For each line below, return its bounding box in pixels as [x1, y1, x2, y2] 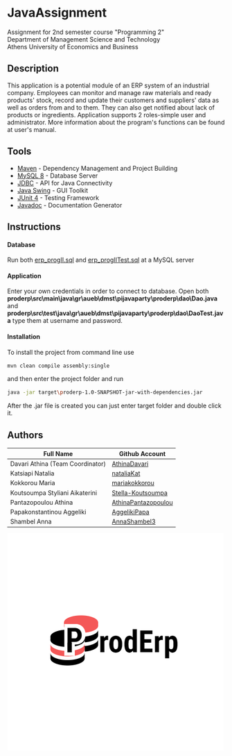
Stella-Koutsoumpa [111, 488, 168, 497]
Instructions [7, 221, 61, 233]
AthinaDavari [111, 460, 149, 468]
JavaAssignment [7, 5, 107, 21]
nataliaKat [111, 469, 141, 478]
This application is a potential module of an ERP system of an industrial [7, 81, 210, 90]
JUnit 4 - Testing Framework [17, 193, 99, 202]
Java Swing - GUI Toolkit [17, 186, 89, 194]
